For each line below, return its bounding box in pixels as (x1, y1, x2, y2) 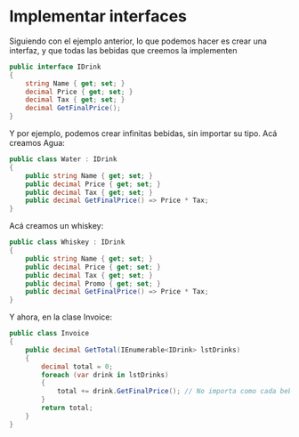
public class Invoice (9, 329, 90, 338)
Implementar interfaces (9, 6, 187, 27)
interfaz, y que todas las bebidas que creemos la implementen (9, 45, 238, 55)
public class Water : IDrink (9, 155, 117, 164)
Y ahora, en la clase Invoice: (9, 312, 113, 322)
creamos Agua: (9, 138, 65, 149)
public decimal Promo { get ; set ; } (25, 279, 162, 288)
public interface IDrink (9, 62, 101, 71)
